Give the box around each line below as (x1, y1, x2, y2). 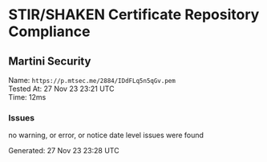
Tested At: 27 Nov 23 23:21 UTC (8, 84, 115, 93)
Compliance (8, 22, 91, 41)
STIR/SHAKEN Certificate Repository (8, 6, 260, 24)
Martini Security (8, 54, 91, 68)
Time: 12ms (8, 93, 47, 101)
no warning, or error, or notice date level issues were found (8, 130, 204, 140)
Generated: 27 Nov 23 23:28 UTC (8, 146, 119, 156)
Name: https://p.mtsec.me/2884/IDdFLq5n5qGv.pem (8, 76, 176, 85)
